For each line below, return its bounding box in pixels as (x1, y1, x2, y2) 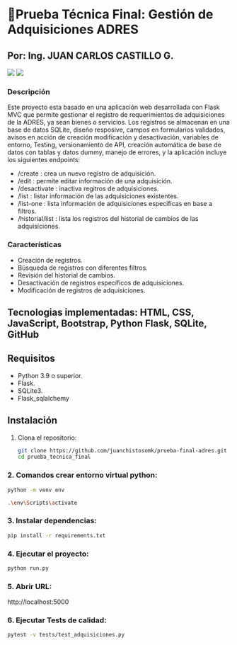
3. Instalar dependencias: (7, 516, 97, 526)
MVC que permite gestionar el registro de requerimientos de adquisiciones (7, 110, 225, 119)
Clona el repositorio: (17, 433, 77, 442)
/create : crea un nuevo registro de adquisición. (17, 169, 156, 178)
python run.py (7, 564, 50, 572)
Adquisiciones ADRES (7, 21, 139, 38)
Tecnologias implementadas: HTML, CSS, (7, 306, 195, 318)
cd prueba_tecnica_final (17, 453, 91, 461)
